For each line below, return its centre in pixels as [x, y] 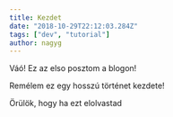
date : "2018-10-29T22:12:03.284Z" [74, 26]
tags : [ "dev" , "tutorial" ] [60, 34]
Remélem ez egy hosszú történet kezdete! [87, 85]
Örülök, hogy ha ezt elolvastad [66, 103]
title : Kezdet [36, 18]
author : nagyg [36, 43]
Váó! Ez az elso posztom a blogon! [73, 68]
